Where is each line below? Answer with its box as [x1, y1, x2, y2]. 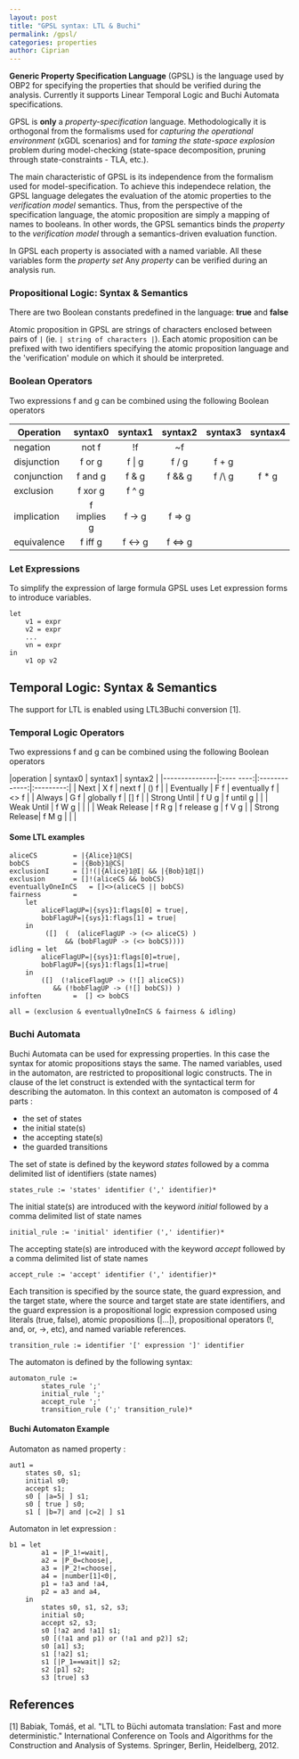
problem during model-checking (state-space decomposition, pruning [9, 144, 266, 156]
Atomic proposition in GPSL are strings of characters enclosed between [9, 325, 272, 335]
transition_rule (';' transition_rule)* [41, 1405, 193, 1414]
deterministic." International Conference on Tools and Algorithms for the [9, 1730, 273, 1741]
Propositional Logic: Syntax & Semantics [9, 287, 189, 300]
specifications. [9, 99, 64, 110]
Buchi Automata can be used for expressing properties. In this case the [9, 1048, 270, 1059]
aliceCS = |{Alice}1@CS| [9, 851, 133, 860]
